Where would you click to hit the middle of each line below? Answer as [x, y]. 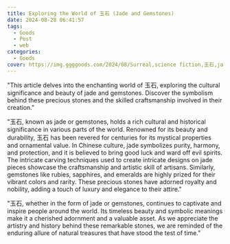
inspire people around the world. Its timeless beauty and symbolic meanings [115, 211]
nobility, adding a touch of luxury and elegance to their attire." [94, 189]
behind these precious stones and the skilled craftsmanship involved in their [115, 100]
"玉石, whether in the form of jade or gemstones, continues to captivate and [114, 203]
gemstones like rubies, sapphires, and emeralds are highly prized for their [111, 174]
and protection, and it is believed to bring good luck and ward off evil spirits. [115, 153]
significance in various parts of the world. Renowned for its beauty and [107, 129]
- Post [23, 39]
